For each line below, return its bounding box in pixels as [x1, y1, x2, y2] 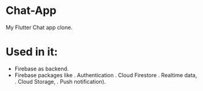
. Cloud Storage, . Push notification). [14, 78, 106, 85]
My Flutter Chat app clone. [5, 24, 73, 31]
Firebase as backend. [14, 65, 69, 72]
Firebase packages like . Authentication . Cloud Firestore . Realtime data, [14, 71, 198, 79]
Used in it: [5, 45, 58, 59]
